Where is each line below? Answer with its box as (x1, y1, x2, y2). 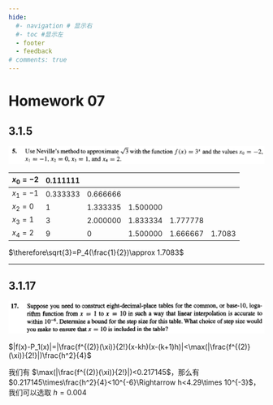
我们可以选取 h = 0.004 (8, 387, 87, 397)
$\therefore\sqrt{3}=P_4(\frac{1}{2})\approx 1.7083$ (8, 248, 184, 257)
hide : (8, 13, 27, 21)
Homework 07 (8, 92, 106, 110)
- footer (15, 39, 45, 47)
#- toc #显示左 (15, 30, 63, 38)
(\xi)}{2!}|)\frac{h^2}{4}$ (8, 350, 92, 360)
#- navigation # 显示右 (15, 21, 93, 30)
